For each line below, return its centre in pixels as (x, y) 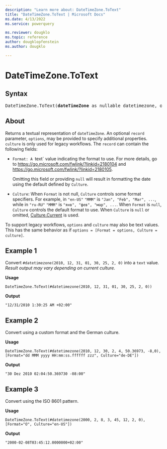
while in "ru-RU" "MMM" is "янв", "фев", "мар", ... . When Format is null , (87, 204)
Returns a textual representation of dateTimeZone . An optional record (75, 133)
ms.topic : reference (27, 37)
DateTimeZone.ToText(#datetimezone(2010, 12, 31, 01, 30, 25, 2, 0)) (79, 287)
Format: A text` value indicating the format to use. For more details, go (85, 159)
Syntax (16, 94)
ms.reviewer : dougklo (28, 33)
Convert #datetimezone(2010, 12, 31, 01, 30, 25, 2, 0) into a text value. (82, 263)
